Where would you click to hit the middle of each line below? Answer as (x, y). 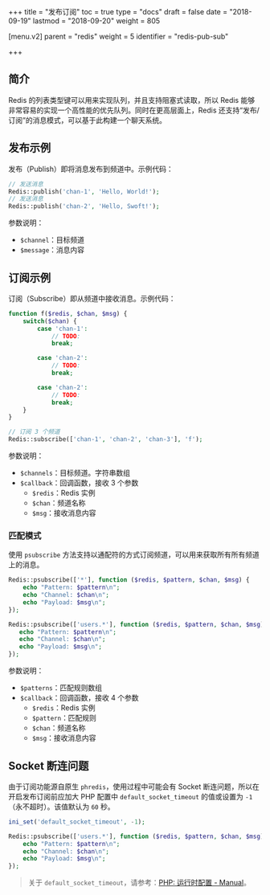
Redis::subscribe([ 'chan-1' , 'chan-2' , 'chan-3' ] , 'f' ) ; (106, 439)
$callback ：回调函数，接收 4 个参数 (79, 698)
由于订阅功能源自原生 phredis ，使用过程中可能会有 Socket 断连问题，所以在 (134, 787)
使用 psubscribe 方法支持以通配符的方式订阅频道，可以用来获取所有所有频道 (134, 555)
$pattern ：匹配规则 (64, 718)
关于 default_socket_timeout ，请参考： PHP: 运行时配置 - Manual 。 (139, 883)
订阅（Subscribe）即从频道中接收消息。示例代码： (92, 298)
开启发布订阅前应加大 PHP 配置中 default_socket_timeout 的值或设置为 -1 (131, 796)
